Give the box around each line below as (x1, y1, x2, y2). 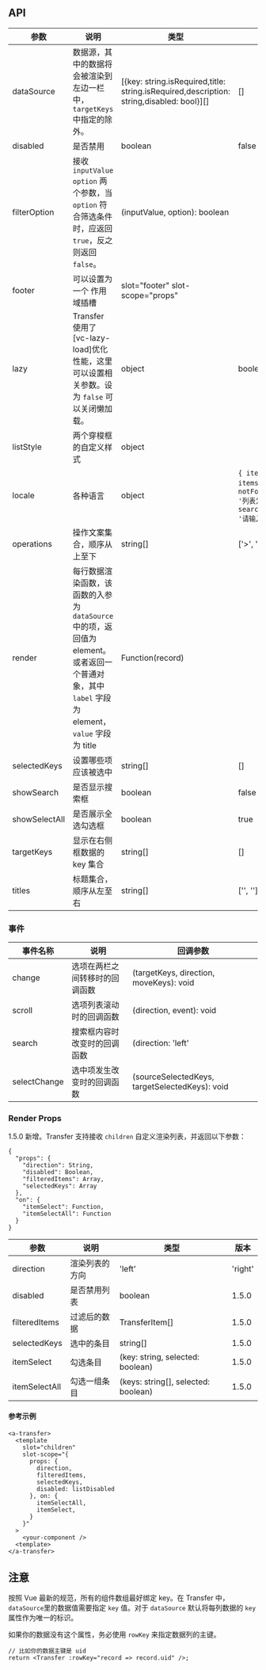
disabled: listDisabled (36, 1485, 115, 1493)
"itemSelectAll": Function (22, 1210, 112, 1218)
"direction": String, (22, 1161, 93, 1169)
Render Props (8, 1113, 62, 1124)
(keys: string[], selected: (119, 1376, 211, 1387)
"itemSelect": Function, (22, 1203, 104, 1211)
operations (12, 538, 53, 549)
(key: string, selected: (119, 1352, 200, 1363)
